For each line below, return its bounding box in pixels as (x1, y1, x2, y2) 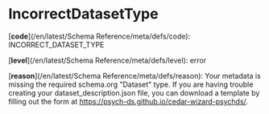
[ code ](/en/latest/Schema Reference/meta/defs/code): (8, 31, 191, 41)
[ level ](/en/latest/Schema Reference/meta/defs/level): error (8, 55, 207, 65)
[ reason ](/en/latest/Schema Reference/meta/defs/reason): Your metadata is (8, 71, 262, 80)
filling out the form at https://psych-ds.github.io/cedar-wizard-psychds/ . (8, 96, 248, 106)
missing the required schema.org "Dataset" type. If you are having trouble (8, 79, 254, 89)
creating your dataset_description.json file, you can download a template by (8, 88, 260, 97)
